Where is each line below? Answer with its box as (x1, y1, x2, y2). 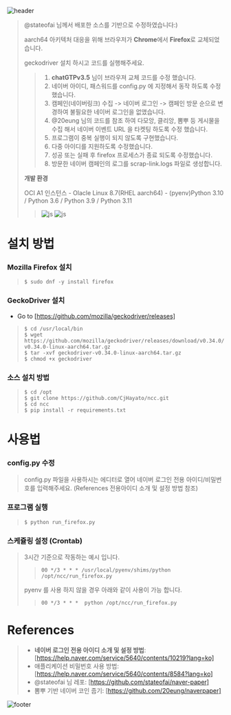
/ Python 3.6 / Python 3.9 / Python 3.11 (23, 197, 133, 205)
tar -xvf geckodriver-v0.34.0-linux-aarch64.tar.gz (30, 349, 181, 356)
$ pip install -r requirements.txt (23, 407, 126, 414)
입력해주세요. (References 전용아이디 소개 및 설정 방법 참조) (36, 483, 198, 492)
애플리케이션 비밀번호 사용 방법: (34, 662, 119, 670)
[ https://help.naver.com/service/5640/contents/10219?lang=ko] (34, 654, 214, 662)
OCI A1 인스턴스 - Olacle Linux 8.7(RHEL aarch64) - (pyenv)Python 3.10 (23, 189, 224, 197)
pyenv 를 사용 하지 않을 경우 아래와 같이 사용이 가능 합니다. (23, 586, 182, 594)
